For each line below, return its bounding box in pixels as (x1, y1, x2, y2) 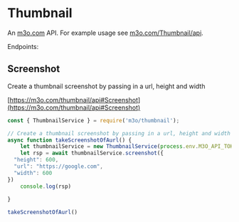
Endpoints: (7, 42, 39, 51)
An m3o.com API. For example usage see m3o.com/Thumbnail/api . (7, 28, 204, 37)
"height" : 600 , (14, 157, 59, 164)
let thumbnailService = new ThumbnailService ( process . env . (20, 143, 199, 150)
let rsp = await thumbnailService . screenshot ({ (20, 149, 164, 157)
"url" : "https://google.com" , (14, 163, 103, 170)
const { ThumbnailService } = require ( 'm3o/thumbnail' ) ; (7, 117, 180, 124)
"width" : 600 (14, 169, 53, 176)
